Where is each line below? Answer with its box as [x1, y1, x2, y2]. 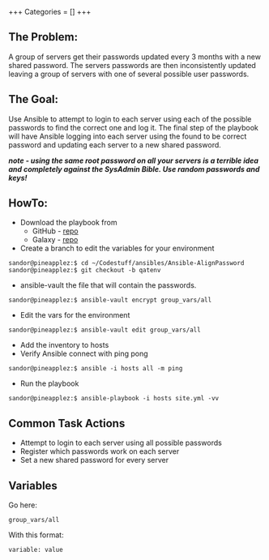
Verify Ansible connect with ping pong [19, 348, 148, 359]
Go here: [8, 500, 38, 510]
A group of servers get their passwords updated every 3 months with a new [8, 52, 262, 62]
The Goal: [8, 92, 59, 106]
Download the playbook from [19, 218, 117, 228]
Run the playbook [19, 378, 79, 388]
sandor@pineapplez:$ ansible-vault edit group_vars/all [8, 326, 201, 335]
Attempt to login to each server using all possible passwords [19, 438, 223, 448]
